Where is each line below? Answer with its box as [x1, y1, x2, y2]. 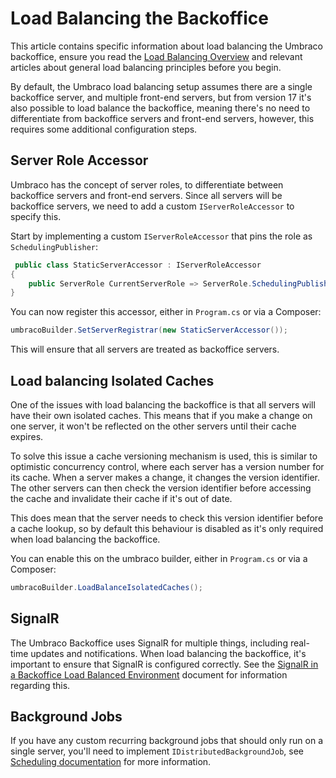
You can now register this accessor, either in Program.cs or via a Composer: [10, 306, 322, 318]
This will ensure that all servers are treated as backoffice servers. [10, 343, 280, 356]
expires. [10, 430, 44, 442]
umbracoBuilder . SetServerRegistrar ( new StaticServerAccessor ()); [10, 325, 288, 336]
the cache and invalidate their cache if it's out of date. [10, 492, 233, 504]
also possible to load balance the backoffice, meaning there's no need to [10, 102, 311, 114]
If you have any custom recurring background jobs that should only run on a [10, 735, 324, 747]
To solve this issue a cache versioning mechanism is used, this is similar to [10, 450, 318, 462]
